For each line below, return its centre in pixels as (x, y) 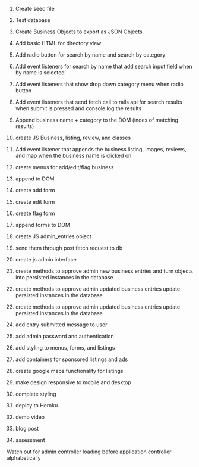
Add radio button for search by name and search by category (90, 55)
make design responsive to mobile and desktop (73, 382)
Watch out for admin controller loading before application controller (89, 452)
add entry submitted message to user (61, 325)
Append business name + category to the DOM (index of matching (97, 120)
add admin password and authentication (65, 336)
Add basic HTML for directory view (58, 43)
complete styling (36, 394)
